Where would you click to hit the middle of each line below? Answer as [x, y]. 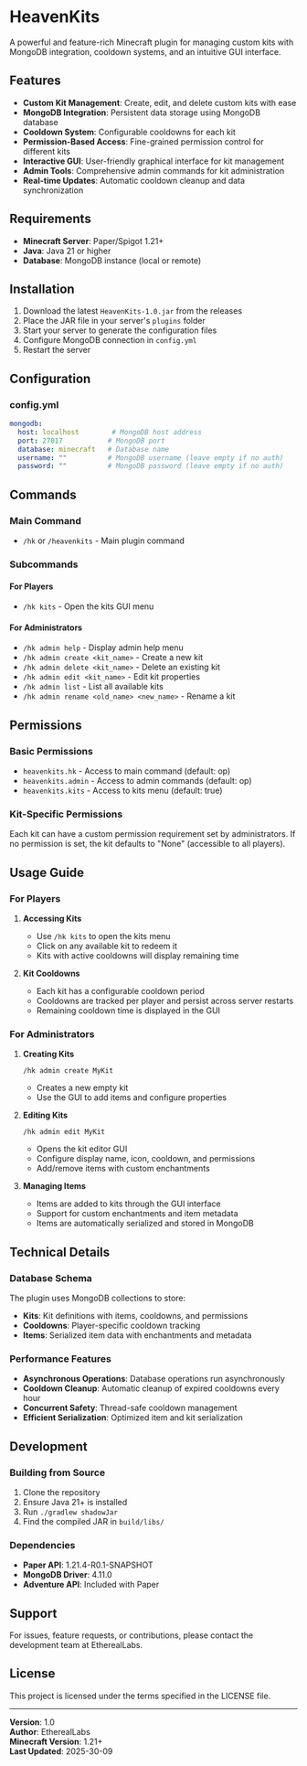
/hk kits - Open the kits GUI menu [88, 606]
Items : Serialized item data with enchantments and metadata [137, 1335]
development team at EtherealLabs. [76, 1645]
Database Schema [51, 1278]
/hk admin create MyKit [68, 1071]
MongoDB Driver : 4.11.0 [67, 1575]
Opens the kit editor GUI [82, 1149]
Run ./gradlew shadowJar [70, 1512]
